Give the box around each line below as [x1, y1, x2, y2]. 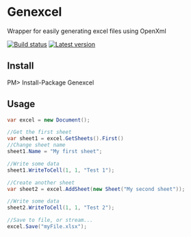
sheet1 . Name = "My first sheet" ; [7, 148, 103, 155]
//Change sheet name [7, 142, 66, 148]
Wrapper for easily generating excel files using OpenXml [7, 27, 166, 35]
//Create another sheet [7, 179, 75, 186]
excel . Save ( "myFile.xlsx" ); [7, 223, 88, 230]
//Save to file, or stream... [7, 217, 94, 224]
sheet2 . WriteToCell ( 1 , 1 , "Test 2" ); [7, 204, 115, 212]
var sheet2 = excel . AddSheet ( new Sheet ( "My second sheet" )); [7, 185, 186, 192]
